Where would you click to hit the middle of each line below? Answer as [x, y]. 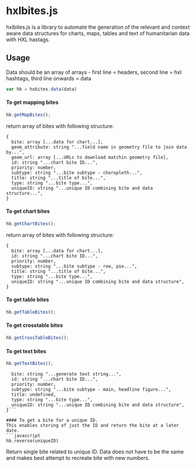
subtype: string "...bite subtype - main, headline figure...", [91, 390]
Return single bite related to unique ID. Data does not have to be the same [95, 452]
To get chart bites [28, 211]
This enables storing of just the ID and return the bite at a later [93, 426]
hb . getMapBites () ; [28, 115]
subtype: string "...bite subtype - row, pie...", [74, 266]
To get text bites [26, 351]
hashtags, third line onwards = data [49, 78]
